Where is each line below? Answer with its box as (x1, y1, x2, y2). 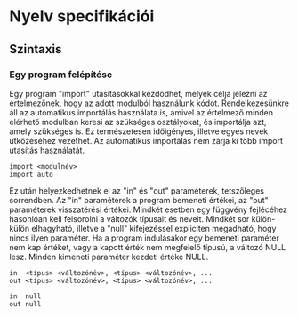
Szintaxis (9, 42, 62, 57)
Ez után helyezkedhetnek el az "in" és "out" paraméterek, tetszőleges (9, 185, 265, 196)
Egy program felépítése (9, 68, 113, 81)
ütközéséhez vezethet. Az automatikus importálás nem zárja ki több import (9, 135, 283, 146)
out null (9, 299, 42, 308)
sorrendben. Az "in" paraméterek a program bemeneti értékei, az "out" (9, 194, 269, 205)
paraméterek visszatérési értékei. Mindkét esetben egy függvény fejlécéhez (9, 204, 287, 215)
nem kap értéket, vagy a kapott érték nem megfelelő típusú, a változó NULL (9, 241, 286, 252)
